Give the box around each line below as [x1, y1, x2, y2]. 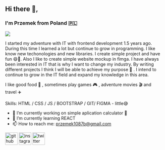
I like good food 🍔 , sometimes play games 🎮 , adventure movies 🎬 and [5, 81, 152, 87]
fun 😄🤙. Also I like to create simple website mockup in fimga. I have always [5, 56, 159, 62]
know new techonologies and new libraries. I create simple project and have [5, 50, 161, 57]
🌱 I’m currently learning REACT [12, 115, 76, 121]
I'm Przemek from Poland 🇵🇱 [5, 20, 78, 27]
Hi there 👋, [5, 5, 38, 13]
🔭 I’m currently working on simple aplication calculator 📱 [12, 110, 127, 116]
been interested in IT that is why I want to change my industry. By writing [5, 61, 154, 67]
